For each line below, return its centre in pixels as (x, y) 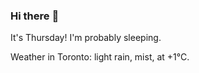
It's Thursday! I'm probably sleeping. (86, 38)
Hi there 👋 (35, 16)
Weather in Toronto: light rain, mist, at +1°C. (100, 57)
